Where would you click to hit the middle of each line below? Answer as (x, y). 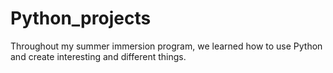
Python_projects (81, 18)
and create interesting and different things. (98, 56)
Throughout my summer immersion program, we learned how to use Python (166, 46)
